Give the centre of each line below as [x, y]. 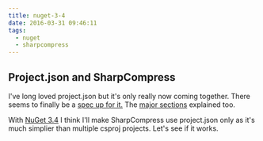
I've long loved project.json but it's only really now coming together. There [130, 96]
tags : [17, 30]
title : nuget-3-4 [37, 15]
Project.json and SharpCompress [92, 77]
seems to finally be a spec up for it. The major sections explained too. [122, 105]
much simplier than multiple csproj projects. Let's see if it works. [114, 128]
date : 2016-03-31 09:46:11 [53, 23]
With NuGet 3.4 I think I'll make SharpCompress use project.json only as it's [131, 120]
